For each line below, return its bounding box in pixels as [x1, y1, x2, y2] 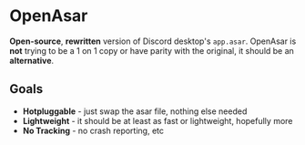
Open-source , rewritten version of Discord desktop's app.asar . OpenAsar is [9, 36, 297, 47]
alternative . [9, 55, 55, 66]
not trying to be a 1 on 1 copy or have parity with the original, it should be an [9, 45, 294, 56]
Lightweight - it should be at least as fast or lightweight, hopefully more [22, 115, 293, 126]
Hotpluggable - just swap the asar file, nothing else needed [22, 106, 248, 117]
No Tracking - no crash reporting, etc [22, 125, 164, 136]
